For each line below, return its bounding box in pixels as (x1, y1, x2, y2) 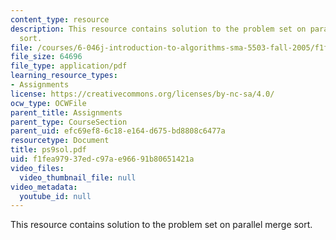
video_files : (10, 163, 65, 173)
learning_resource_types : (10, 71, 118, 81)
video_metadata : (10, 182, 78, 192)
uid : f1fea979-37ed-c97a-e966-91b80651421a (10, 154, 195, 164)
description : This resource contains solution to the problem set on (10, 24, 307, 34)
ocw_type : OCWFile (10, 98, 87, 108)
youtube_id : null (19, 191, 92, 201)
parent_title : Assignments (10, 107, 123, 118)
